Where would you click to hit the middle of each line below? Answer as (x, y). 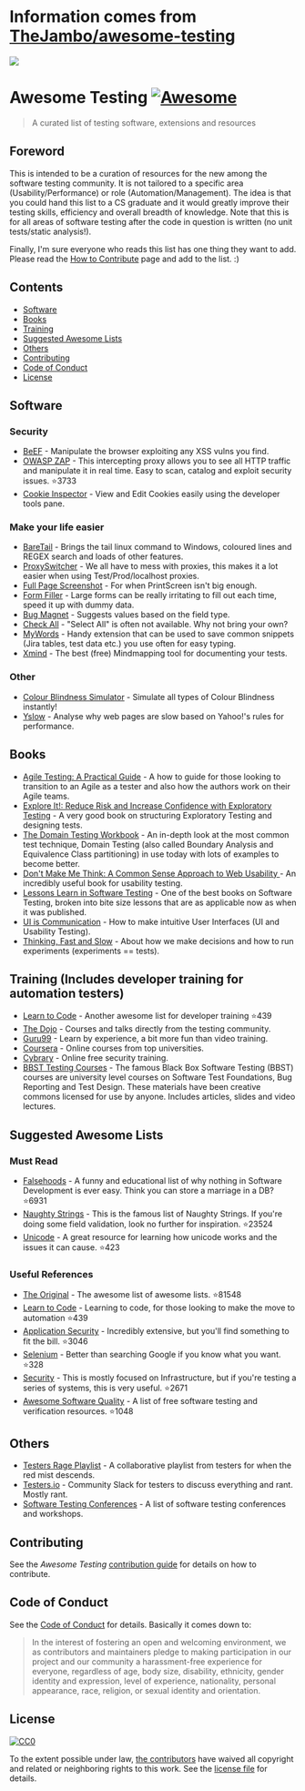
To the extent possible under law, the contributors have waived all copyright (152, 1758)
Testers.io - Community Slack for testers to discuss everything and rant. (158, 1485)
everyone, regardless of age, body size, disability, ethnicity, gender (158, 1671)
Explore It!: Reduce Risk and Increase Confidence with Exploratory (147, 805)
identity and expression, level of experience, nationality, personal (153, 1681)
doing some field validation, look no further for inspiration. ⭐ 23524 (147, 1224)
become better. (51, 863)
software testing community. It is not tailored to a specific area (127, 183)
